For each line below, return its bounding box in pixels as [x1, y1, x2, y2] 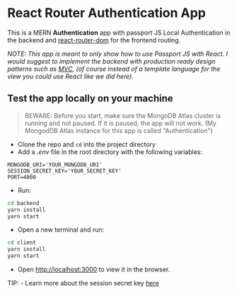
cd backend [7, 199, 40, 206]
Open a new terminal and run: [17, 225, 105, 234]
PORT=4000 [7, 173, 37, 181]
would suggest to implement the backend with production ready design [7, 57, 216, 65]
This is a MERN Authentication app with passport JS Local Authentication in [7, 28, 231, 37]
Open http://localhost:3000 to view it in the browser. [17, 265, 170, 274]
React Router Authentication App [7, 5, 207, 21]
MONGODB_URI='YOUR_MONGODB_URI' [7, 161, 103, 168]
